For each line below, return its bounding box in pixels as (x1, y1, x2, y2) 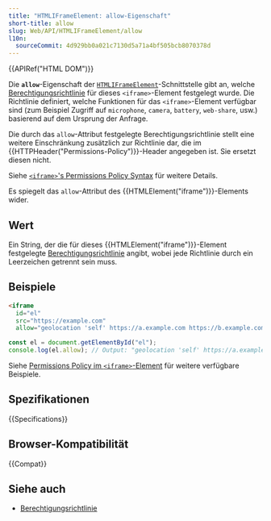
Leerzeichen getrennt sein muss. (8, 256, 118, 266)
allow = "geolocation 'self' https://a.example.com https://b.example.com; (15, 324, 269, 332)
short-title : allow (8, 19, 74, 27)
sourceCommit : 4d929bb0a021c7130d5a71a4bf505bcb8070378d (15, 42, 211, 50)
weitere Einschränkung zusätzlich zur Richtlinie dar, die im (8, 138, 202, 148)
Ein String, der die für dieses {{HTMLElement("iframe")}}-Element (8, 240, 227, 249)
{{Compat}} (8, 459, 47, 469)
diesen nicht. (8, 155, 52, 165)
